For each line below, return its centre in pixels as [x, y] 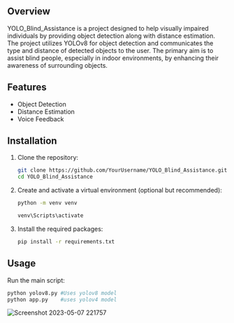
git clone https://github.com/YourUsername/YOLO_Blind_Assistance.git [122, 170]
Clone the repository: [48, 158]
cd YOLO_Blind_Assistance [55, 177]
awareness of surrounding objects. [58, 65]
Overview [29, 12]
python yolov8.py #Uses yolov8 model [62, 293]
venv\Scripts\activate [50, 216]
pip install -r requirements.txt [66, 241]
